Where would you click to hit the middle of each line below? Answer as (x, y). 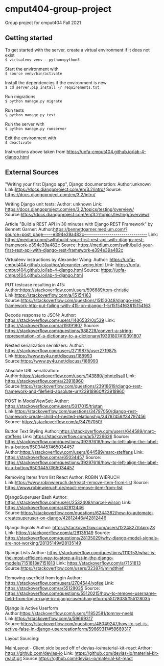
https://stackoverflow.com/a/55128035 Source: (53, 588)
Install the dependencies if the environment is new (56, 82)
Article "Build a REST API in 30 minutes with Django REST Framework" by (79, 224)
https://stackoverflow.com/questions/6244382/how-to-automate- (87, 512)
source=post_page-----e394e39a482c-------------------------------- (76, 234)
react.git (13, 658)
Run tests (15, 110)
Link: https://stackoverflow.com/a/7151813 (98, 563)
